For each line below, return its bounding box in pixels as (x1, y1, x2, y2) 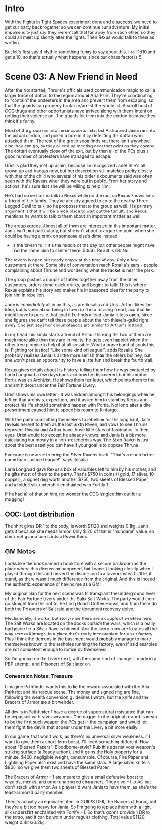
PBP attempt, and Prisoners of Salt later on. (5, 661, 91, 667)
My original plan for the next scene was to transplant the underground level (5, 590, 155, 596)
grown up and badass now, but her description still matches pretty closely (5, 168, 152, 174)
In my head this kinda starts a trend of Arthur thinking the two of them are (5, 331, 152, 337)
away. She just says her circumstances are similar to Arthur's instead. (5, 322, 144, 328)
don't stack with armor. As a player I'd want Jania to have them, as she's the (5, 784, 157, 790)
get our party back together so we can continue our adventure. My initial (5, 24, 150, 30)
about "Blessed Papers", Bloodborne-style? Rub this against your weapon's (5, 744, 156, 749)
